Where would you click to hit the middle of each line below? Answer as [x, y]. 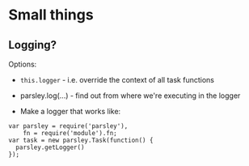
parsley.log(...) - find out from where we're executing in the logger [130, 96]
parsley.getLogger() [50, 147]
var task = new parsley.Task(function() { [81, 140]
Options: [23, 64]
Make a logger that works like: [70, 111]
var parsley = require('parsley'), [68, 126]
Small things [51, 15]
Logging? [33, 45]
